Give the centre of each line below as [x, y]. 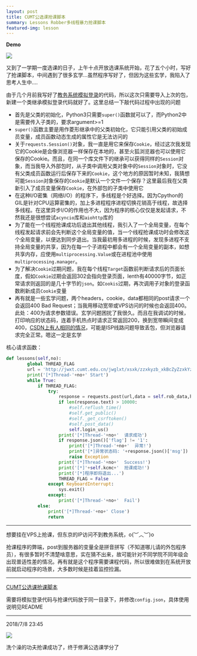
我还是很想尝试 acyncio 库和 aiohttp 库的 [67, 217]
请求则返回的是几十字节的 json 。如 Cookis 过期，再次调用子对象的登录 [102, 284]
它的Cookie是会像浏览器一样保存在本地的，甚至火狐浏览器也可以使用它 [100, 152]
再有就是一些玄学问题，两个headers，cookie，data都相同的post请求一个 [102, 298]
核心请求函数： [24, 348]
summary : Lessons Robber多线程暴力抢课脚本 [56, 22]
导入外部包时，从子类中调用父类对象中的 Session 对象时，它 [111, 166]
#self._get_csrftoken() [98, 418]
